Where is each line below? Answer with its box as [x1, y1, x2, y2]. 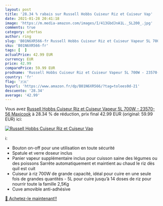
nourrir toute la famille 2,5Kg [12, 181, 69, 187]
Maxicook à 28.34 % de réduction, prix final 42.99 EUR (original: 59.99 [11, 111, 153, 117]
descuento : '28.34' [5, 88, 45, 93]
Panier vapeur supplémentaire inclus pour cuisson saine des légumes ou [12, 156, 158, 161]
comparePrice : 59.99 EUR [5, 66, 55, 71]
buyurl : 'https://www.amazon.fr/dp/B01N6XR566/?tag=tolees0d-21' [5, 83, 140, 89]
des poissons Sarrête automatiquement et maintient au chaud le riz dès [12, 160, 155, 166]
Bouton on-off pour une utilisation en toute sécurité [12, 145, 115, 151]
